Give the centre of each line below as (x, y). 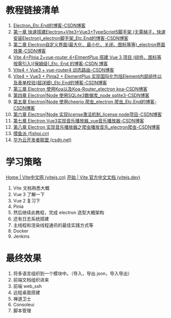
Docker (21, 231)
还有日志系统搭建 (31, 218)
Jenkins (21, 236)
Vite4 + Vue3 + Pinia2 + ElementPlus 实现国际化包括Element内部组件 (85, 76)
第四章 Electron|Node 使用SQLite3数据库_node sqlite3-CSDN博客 (81, 95)
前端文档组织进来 (31, 279)
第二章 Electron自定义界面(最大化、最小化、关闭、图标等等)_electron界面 (89, 44)
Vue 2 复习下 (27, 201)
